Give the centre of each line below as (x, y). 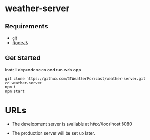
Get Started (23, 58)
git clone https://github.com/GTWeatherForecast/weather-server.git (75, 78)
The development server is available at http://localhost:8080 (72, 124)
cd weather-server (23, 83)
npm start (15, 91)
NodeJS (20, 43)
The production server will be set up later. (54, 133)
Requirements (27, 26)
